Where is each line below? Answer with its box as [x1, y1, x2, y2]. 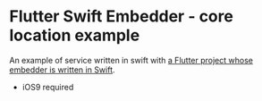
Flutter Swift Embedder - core [9, 6, 234, 27]
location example [9, 25, 140, 46]
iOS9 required [21, 81, 74, 92]
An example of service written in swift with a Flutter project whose [9, 55, 253, 65]
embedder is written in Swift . [9, 64, 115, 75]
